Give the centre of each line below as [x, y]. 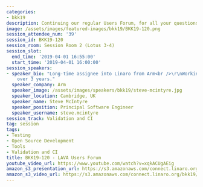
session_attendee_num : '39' [42, 34]
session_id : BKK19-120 [35, 40]
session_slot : [24, 51]
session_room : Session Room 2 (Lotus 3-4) [60, 46]
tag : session [23, 124]
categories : [21, 12]
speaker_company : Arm [39, 85]
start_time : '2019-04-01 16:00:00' [56, 62]
